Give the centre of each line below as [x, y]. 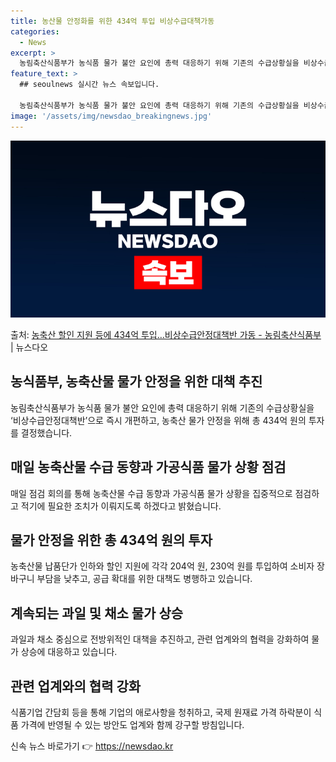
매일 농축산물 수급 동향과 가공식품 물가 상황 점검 [148, 467]
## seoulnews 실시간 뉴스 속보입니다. [89, 85]
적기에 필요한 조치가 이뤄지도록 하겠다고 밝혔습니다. [121, 506]
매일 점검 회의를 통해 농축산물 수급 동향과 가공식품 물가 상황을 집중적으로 [151, 493]
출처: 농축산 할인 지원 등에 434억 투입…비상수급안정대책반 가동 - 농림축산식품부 [166, 334]
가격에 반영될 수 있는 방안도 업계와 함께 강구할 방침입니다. [132, 725]
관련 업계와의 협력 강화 [76, 686]
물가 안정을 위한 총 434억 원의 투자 [111, 540]
